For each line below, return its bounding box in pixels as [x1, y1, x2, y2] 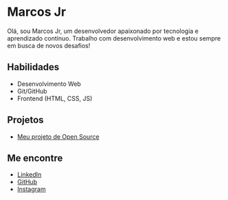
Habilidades [7, 61, 60, 73]
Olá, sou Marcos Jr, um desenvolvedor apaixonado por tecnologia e [7, 27, 199, 35]
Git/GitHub [16, 87, 47, 95]
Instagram [16, 185, 46, 193]
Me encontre [7, 152, 63, 164]
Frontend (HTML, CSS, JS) [16, 94, 93, 102]
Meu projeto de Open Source [16, 132, 100, 141]
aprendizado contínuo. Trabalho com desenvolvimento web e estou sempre [7, 34, 221, 42]
